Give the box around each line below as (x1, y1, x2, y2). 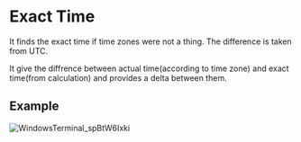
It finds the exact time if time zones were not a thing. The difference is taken (9, 36, 293, 47)
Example (9, 99, 59, 114)
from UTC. (9, 45, 49, 56)
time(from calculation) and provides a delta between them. (9, 72, 227, 83)
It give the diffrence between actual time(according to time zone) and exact (9, 63, 290, 74)
